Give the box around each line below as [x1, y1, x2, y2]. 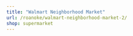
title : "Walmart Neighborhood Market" [6, 9, 105, 15]
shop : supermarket [6, 20, 53, 26]
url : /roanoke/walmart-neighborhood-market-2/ [6, 15, 127, 21]
